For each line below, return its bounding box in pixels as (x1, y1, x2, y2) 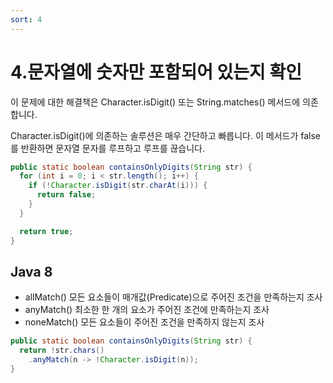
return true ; (19, 226, 74, 236)
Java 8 (10, 263, 53, 280)
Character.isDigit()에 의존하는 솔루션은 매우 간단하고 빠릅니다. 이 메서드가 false (10, 129, 321, 141)
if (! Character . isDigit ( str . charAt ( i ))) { (28, 181, 208, 191)
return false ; (36, 190, 97, 200)
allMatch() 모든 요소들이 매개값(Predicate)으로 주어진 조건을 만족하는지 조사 (24, 291, 323, 303)
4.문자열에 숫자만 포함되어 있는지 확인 (10, 61, 303, 83)
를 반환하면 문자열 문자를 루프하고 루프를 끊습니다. (10, 142, 206, 154)
